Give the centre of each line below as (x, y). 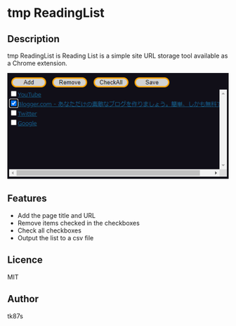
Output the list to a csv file (55, 237)
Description (33, 39)
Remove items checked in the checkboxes (79, 223)
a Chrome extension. (38, 63)
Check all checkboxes (50, 230)
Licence (25, 260)
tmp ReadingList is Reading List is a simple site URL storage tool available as (118, 56)
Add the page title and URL (57, 215)
